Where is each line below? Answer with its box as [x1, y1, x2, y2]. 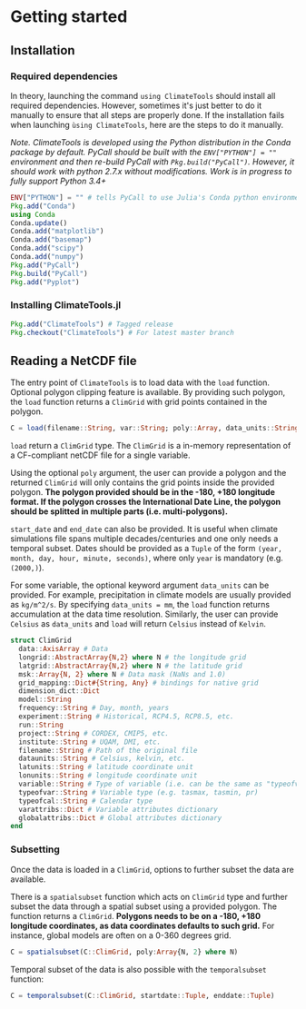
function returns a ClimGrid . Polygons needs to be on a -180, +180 [10, 910, 262, 921]
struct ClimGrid [10, 636, 72, 646]
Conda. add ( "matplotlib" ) [10, 227, 104, 236]
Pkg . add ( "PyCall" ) [10, 261, 80, 270]
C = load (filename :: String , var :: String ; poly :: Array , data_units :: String [10, 424, 300, 433]
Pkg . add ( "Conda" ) [10, 202, 76, 211]
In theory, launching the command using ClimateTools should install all [10, 90, 276, 101]
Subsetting [10, 843, 60, 856]
